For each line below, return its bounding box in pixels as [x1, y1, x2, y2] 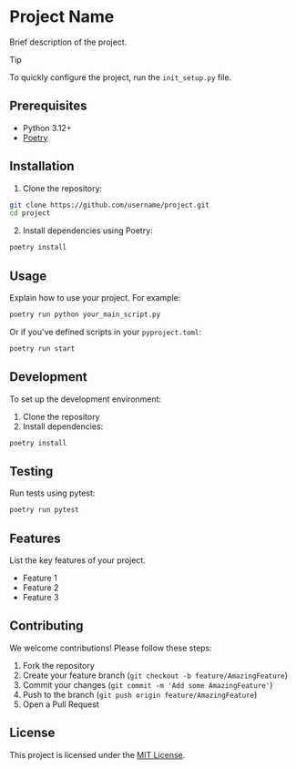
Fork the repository [22, 660, 96, 671]
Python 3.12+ [22, 122, 72, 133]
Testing [9, 463, 54, 479]
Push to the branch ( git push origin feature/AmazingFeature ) [22, 689, 258, 700]
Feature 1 [22, 572, 57, 583]
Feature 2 [22, 581, 59, 593]
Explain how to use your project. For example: [9, 292, 181, 302]
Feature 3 [22, 591, 59, 602]
